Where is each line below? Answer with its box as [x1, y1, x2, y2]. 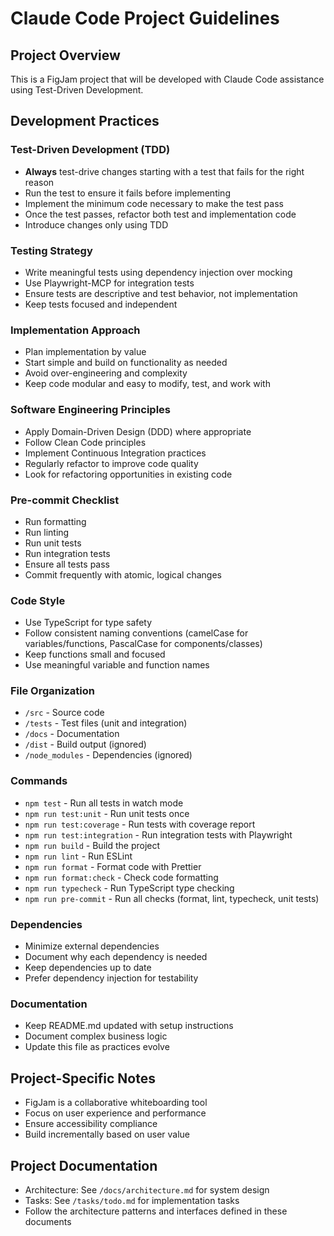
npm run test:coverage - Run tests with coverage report [24, 818, 256, 830]
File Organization [10, 684, 95, 698]
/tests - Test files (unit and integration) [24, 717, 188, 729]
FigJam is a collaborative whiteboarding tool [24, 1097, 208, 1109]
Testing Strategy [10, 243, 93, 257]
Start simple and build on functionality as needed [24, 357, 228, 369]
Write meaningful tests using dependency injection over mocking [24, 266, 293, 278]
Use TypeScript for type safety [24, 617, 153, 629]
